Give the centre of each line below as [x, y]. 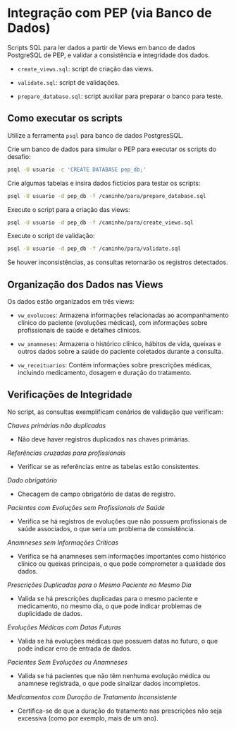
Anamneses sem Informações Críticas [63, 543]
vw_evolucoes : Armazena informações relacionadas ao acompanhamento [123, 315]
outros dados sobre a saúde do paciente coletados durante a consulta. [120, 352]
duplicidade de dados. [50, 613]
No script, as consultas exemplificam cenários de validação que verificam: [115, 412]
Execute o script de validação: [51, 236]
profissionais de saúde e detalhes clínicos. [79, 331]
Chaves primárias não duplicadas [57, 425]
